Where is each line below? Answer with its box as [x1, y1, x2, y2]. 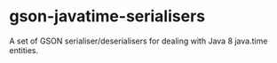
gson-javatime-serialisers [9, 6, 206, 27]
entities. [9, 44, 38, 55]
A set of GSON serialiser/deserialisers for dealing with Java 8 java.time [9, 35, 268, 46]
